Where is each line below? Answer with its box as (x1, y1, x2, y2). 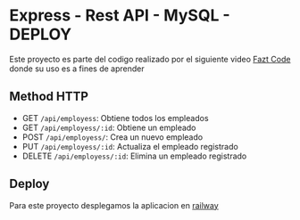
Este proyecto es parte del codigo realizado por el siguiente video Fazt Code (9, 53, 291, 64)
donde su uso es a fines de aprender (9, 63, 145, 74)
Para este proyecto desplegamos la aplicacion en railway (9, 200, 219, 210)
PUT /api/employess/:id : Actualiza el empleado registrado (21, 141, 238, 151)
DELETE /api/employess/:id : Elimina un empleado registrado (21, 151, 247, 161)
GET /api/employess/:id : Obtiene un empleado (21, 122, 196, 133)
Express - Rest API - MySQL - (9, 5, 230, 26)
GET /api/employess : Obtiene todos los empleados (21, 112, 209, 123)
